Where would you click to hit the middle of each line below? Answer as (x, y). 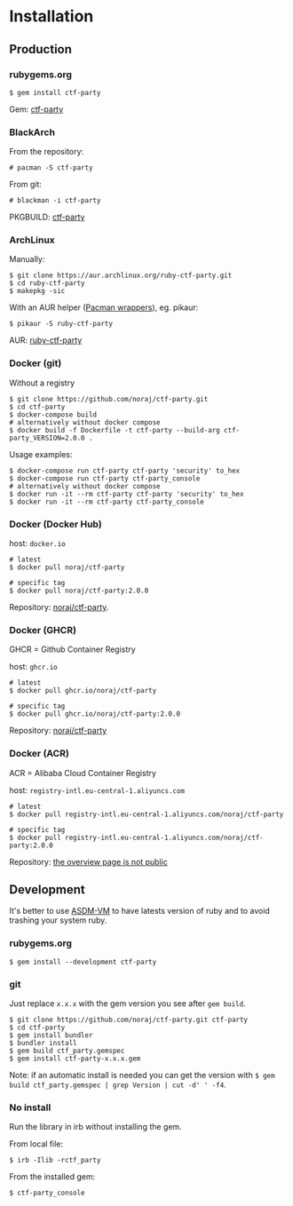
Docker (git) (36, 363)
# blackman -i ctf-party (55, 201)
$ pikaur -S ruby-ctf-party (61, 324)
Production (41, 49)
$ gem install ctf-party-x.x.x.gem (75, 1059)
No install (30, 1107)
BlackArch (32, 132)
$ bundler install (43, 1043)
